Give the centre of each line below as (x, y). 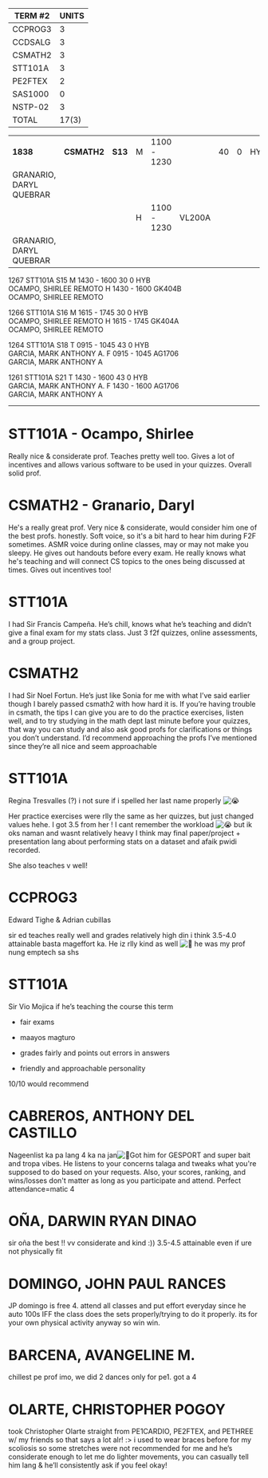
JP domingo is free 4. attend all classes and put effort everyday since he (127, 1306)
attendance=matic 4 (41, 1188)
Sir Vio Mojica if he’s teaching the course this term (91, 1006)
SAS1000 (31, 94)
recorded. (24, 849)
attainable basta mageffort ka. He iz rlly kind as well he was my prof (127, 944)
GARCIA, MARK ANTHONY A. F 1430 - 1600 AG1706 (94, 386)
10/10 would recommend (49, 1083)
